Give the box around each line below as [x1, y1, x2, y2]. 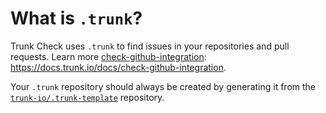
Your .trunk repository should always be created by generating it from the [10, 80, 316, 92]
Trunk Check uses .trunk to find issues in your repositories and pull [10, 40, 290, 52]
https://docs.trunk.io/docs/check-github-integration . [10, 61, 227, 73]
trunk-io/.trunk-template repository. [10, 91, 165, 103]
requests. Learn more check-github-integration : [10, 50, 207, 62]
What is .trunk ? [10, 7, 143, 30]
